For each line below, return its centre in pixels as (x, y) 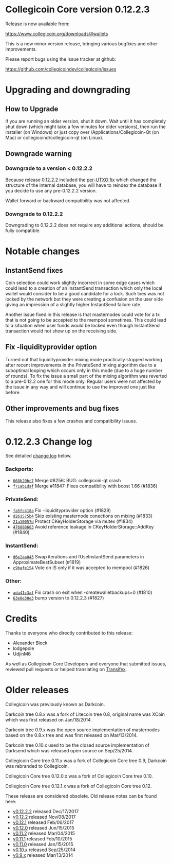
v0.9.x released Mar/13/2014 (43, 855)
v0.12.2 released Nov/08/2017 (44, 817)
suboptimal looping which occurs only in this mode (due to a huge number (84, 370)
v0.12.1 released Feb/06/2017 (43, 822)
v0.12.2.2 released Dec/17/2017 (46, 811)
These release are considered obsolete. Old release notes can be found (81, 796)
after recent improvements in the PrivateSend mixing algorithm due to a (81, 365)
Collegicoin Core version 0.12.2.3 (78, 10)
